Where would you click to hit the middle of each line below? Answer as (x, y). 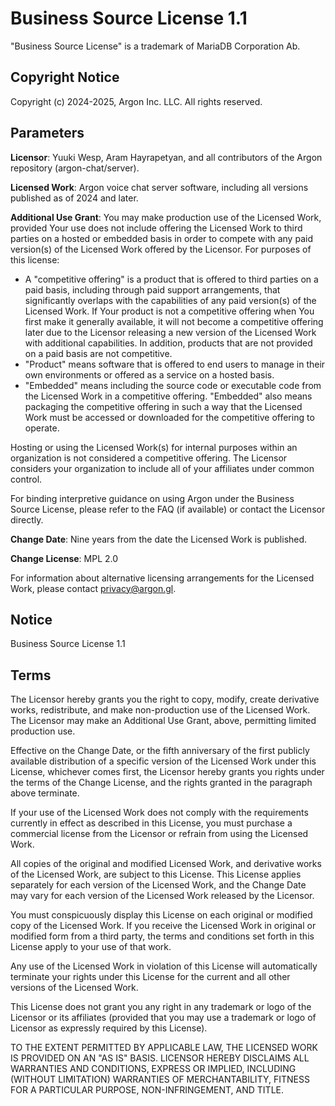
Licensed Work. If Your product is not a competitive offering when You (169, 311)
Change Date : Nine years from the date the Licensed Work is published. (159, 539)
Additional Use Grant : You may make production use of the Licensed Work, (166, 217)
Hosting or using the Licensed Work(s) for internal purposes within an (154, 447)
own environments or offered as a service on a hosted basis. (149, 374)
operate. (42, 428)
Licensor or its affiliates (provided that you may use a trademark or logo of (163, 1018)
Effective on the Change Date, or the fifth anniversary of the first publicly (160, 751)
